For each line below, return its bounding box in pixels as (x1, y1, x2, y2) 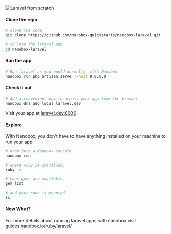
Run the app (5, 58, 32, 64)
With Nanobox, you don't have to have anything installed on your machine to (5, 133, 166, 139)
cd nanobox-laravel (5, 46, 47, 52)
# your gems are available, (5, 176, 65, 181)
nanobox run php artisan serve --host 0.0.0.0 (5, 74, 106, 79)
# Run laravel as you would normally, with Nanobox (5, 69, 117, 74)
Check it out (5, 85, 32, 91)
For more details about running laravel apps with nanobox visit (5, 218, 136, 224)
